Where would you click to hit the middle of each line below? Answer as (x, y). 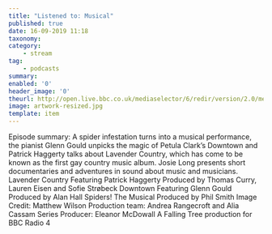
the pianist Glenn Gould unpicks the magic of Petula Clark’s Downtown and (133, 145)
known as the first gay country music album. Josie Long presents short (127, 162)
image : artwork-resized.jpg (56, 106)
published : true (36, 23)
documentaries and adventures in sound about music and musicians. (123, 171)
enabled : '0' (30, 83)
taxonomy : (25, 38)
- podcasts (41, 69)
